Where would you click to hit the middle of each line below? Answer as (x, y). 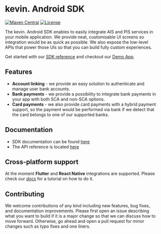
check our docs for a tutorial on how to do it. (49, 179)
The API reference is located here (45, 147)
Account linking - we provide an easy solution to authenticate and (78, 84)
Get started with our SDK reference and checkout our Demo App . (70, 56)
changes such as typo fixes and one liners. (48, 226)
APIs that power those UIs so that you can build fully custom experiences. (79, 47)
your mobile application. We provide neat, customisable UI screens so (74, 37)
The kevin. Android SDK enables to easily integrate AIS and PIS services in (79, 32)
